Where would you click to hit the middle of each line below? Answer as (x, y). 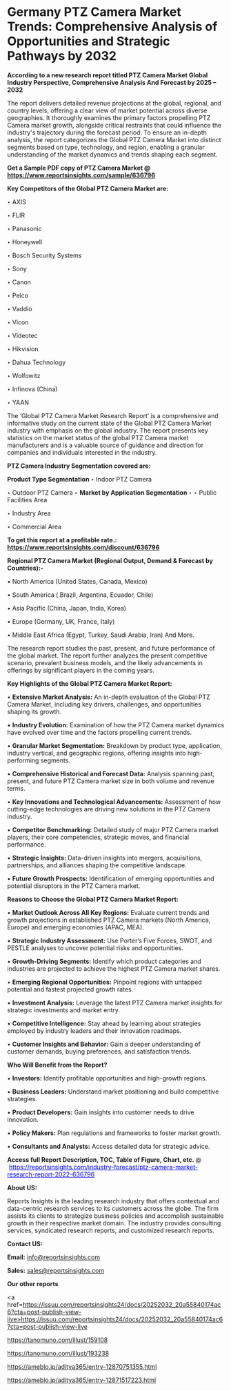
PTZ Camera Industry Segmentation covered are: (79, 466)
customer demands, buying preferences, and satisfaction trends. (99, 1051)
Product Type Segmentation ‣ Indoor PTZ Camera (80, 479)
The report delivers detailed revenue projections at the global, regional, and (114, 103)
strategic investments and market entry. (64, 1010)
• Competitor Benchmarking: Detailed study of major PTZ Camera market (113, 829)
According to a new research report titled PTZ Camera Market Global (108, 75)
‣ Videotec (22, 335)
